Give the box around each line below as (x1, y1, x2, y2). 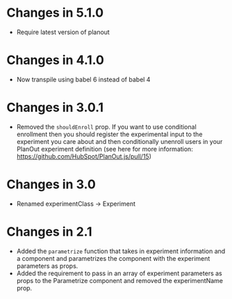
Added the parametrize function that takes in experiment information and (16, 247, 226, 255)
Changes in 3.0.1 (6, 99, 104, 115)
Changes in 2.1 (6, 224, 92, 239)
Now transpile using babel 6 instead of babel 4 (16, 75, 151, 83)
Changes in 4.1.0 (6, 52, 105, 68)
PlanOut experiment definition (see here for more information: (16, 145, 194, 153)
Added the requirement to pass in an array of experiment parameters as (16, 269, 223, 277)
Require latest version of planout (16, 28, 110, 36)
